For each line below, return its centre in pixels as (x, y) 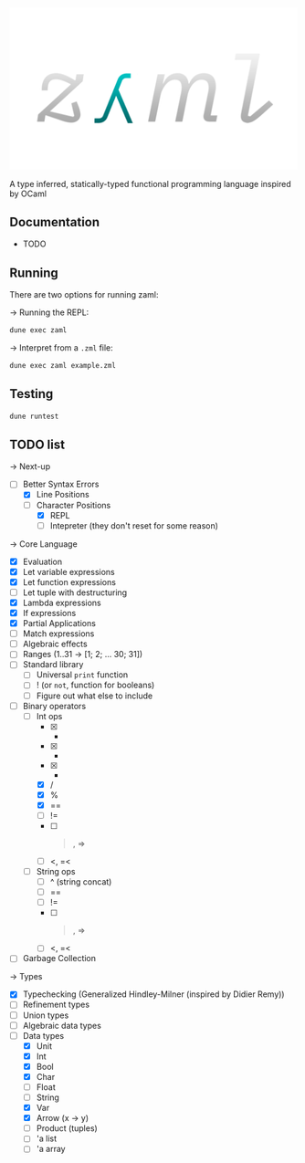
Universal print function (82, 675)
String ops (56, 871)
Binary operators (54, 706)
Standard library (53, 665)
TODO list (37, 444)
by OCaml (28, 194)
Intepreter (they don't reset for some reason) (134, 525)
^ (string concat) (81, 882)
